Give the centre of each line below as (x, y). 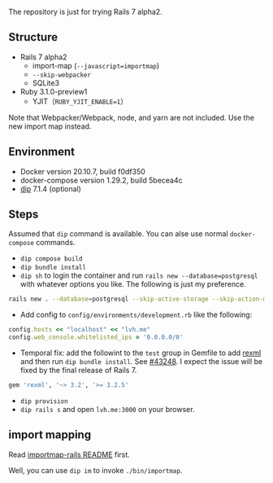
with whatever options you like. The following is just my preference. (133, 284)
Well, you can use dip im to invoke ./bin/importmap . (95, 470)
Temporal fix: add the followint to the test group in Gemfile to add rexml (141, 353)
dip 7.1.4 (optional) (50, 189)
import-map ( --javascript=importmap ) (96, 65)
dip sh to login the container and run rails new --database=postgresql (139, 275)
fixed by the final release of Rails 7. (78, 371)
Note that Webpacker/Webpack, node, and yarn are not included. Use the (131, 117)
